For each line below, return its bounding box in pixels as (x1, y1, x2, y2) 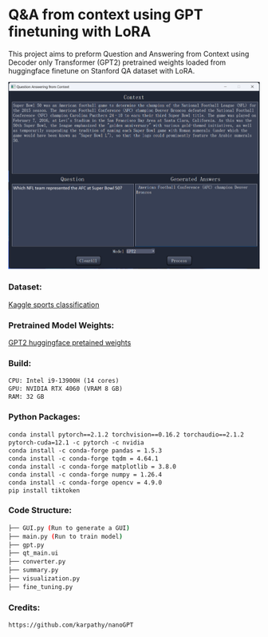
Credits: (8, 602, 41, 613)
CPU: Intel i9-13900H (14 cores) (8, 377, 120, 385)
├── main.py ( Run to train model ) (8, 532, 124, 540)
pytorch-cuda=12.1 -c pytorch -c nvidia (8, 438, 145, 447)
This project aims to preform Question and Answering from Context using (8, 49, 250, 58)
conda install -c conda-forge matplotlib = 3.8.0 (8, 462, 177, 471)
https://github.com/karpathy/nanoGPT (8, 621, 134, 629)
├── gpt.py (8, 541, 45, 549)
